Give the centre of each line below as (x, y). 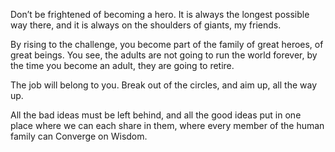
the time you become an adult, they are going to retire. (122, 65)
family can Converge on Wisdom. (79, 136)
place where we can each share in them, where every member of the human (167, 125)
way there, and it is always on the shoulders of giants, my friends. (146, 25)
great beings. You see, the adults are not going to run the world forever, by (164, 55)
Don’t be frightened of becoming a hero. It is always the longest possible (160, 14)
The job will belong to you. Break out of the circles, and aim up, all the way (164, 85)
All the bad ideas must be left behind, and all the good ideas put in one (156, 115)
